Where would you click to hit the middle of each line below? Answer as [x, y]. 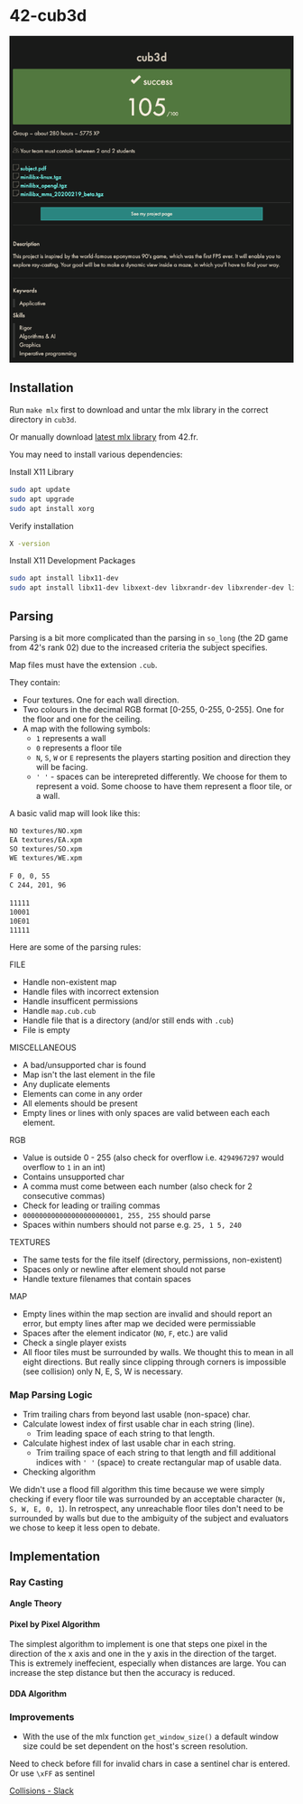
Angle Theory [36, 1604]
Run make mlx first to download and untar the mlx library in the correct [139, 409]
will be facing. [62, 767]
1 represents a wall [71, 738]
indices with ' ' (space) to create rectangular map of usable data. [159, 1463]
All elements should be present [80, 1103]
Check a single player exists [74, 1343]
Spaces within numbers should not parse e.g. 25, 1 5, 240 [132, 1224]
